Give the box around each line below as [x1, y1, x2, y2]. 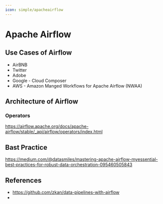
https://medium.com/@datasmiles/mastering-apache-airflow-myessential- [5, 156, 158, 162]
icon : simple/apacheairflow [5, 7, 64, 12]
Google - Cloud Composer [12, 78, 67, 84]
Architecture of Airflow [5, 98, 79, 106]
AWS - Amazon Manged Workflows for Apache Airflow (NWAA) [12, 83, 143, 89]
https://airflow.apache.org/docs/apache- [5, 123, 89, 129]
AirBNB [12, 62, 28, 68]
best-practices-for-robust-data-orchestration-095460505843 [5, 162, 133, 168]
